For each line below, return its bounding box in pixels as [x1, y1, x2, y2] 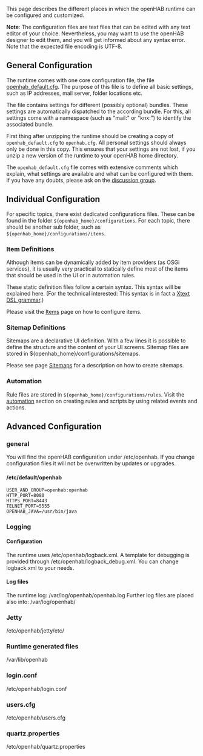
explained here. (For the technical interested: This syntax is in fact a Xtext [6, 290, 190, 297]
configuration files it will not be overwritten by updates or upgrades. [6, 460, 176, 467]
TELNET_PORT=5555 [6, 503, 50, 510]
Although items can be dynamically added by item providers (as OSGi [6, 258, 180, 266]
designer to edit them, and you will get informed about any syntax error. [6, 36, 185, 43]
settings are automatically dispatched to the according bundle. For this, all [6, 108, 191, 115]
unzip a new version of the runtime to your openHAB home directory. [6, 151, 179, 159]
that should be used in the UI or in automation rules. [6, 271, 136, 279]
